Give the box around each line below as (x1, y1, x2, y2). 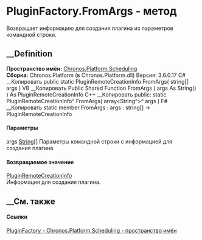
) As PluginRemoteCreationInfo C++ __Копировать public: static (6, 90, 167, 98)
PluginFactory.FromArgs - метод (6, 4, 178, 18)
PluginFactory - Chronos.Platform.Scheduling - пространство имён (6, 227, 177, 234)
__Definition (6, 49, 53, 59)
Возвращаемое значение (6, 158, 74, 165)
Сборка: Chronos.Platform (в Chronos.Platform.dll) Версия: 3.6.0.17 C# (6, 71, 186, 79)
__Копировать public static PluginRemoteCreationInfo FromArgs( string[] (6, 78, 189, 85)
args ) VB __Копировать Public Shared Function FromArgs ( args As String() (6, 84, 197, 92)
